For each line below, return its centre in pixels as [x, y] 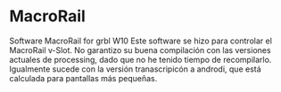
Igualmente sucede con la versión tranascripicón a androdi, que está [135, 69]
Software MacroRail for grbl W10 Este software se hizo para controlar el [140, 41]
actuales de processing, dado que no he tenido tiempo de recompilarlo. [140, 59]
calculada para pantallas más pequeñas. [83, 78]
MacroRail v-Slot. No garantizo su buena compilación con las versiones [140, 50]
